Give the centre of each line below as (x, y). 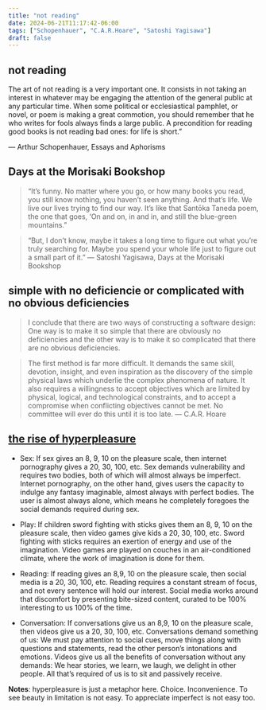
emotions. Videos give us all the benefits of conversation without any (133, 657)
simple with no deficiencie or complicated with (126, 291)
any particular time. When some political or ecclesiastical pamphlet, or (123, 106)
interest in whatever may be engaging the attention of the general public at (130, 98)
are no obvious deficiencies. (74, 348)
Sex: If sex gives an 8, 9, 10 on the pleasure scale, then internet (123, 458)
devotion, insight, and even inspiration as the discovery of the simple (140, 372)
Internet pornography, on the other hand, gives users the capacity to (132, 483)
